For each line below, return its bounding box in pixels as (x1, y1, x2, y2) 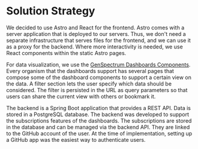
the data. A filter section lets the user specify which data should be (6, 80, 172, 87)
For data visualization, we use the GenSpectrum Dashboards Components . (6, 61, 191, 68)
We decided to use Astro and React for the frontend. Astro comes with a (6, 24, 185, 31)
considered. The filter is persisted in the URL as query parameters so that (6, 86, 188, 93)
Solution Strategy (6, 4, 95, 18)
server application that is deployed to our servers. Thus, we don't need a (6, 30, 186, 37)
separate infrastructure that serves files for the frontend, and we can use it (6, 37, 191, 44)
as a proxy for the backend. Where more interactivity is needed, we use (6, 43, 183, 50)
